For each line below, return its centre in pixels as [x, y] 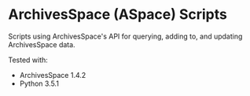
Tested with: [28, 60]
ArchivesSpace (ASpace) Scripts [118, 15]
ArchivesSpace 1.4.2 [53, 75]
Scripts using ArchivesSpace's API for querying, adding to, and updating [125, 36]
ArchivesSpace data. [42, 44]
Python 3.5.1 [39, 83]
